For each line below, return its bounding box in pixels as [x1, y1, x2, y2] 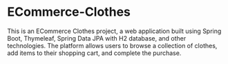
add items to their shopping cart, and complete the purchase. [7, 49, 182, 57]
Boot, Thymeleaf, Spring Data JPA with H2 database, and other [7, 34, 187, 42]
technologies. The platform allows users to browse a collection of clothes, [7, 41, 218, 50]
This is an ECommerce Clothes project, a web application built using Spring [7, 27, 222, 35]
